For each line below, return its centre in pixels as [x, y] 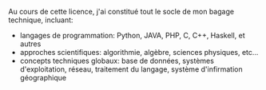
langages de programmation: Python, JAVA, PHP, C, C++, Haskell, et [132, 35]
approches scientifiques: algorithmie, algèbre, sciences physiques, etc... [139, 52]
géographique [43, 78]
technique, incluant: [41, 20]
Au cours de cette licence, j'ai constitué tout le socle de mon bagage [121, 12]
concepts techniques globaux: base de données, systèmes [117, 61]
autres [30, 44]
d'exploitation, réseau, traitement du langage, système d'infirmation [131, 69]
